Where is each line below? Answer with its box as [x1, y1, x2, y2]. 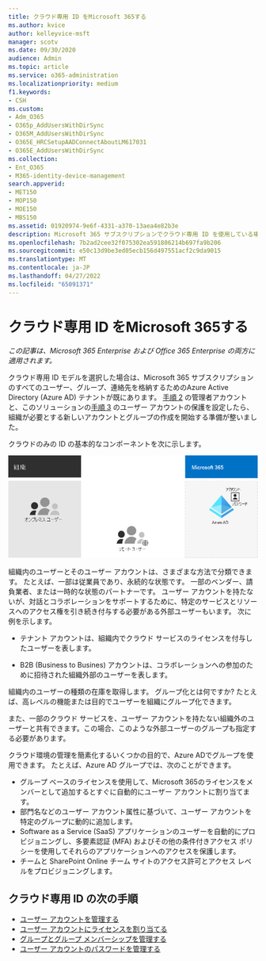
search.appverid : [8, 180, 66, 188]
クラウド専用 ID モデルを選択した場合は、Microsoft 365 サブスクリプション [8, 373, 254, 382]
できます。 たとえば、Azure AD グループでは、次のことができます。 [14, 760, 236, 770]
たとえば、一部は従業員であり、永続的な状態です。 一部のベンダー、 [23, 577, 247, 587]
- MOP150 [8, 197, 37, 205]
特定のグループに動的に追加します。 [19, 817, 137, 826]
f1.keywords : [8, 88, 51, 96]
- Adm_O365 [8, 113, 44, 121]
